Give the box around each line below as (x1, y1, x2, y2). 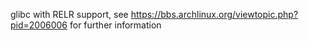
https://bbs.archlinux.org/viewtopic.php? (130, 9, 299, 20)
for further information (69, 19, 162, 31)
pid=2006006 (10, 19, 68, 31)
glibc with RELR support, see (10, 9, 129, 20)
